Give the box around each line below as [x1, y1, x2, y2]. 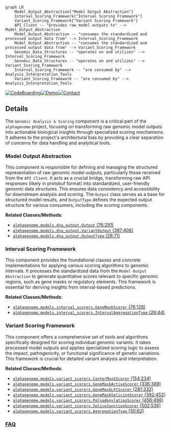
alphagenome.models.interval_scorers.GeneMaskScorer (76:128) [12, 304, 146, 310]
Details [5, 105, 28, 113]
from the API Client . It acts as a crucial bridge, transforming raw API [5, 175, 150, 181]
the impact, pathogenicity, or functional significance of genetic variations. [5, 350, 161, 356]
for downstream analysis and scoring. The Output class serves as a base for [5, 191, 165, 198]
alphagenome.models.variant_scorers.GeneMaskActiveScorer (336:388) [12, 380, 161, 387]
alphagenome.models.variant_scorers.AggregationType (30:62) [12, 407, 144, 414]
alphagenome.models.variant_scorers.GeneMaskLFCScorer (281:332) [12, 386, 153, 392]
